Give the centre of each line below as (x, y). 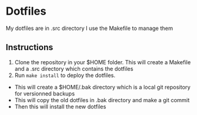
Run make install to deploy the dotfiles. (65, 75)
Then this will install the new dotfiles (60, 106)
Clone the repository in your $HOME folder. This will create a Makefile (102, 62)
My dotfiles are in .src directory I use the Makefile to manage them (89, 28)
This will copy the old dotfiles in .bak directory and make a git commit (102, 100)
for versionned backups (45, 94)
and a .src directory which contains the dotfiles (74, 69)
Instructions (29, 47)
